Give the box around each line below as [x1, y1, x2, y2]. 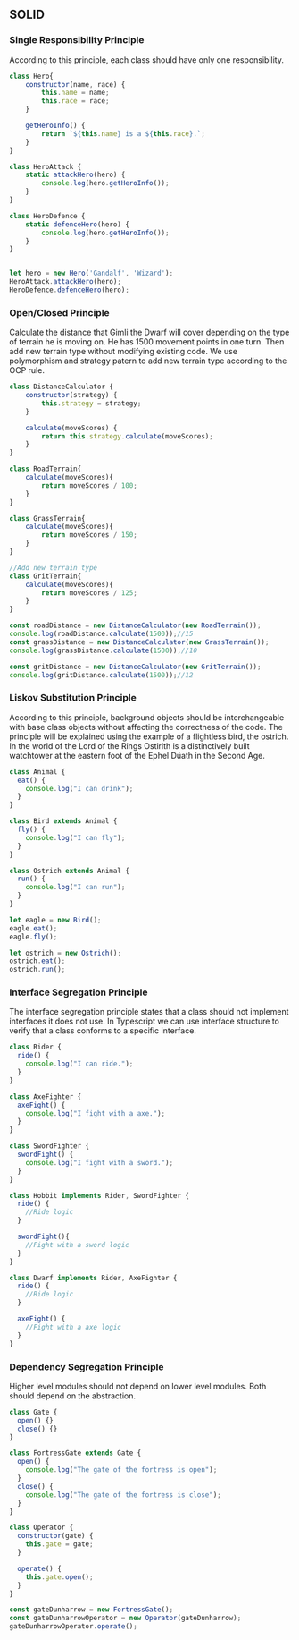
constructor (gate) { [17, 1532, 94, 1541]
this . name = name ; [41, 89, 110, 98]
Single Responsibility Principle [9, 34, 145, 47]
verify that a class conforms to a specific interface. [9, 1025, 196, 1036]
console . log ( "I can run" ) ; [25, 883, 126, 892]
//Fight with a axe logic [25, 1322, 122, 1331]
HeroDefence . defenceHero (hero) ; [9, 285, 129, 294]
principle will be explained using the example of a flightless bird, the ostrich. [9, 731, 289, 742]
